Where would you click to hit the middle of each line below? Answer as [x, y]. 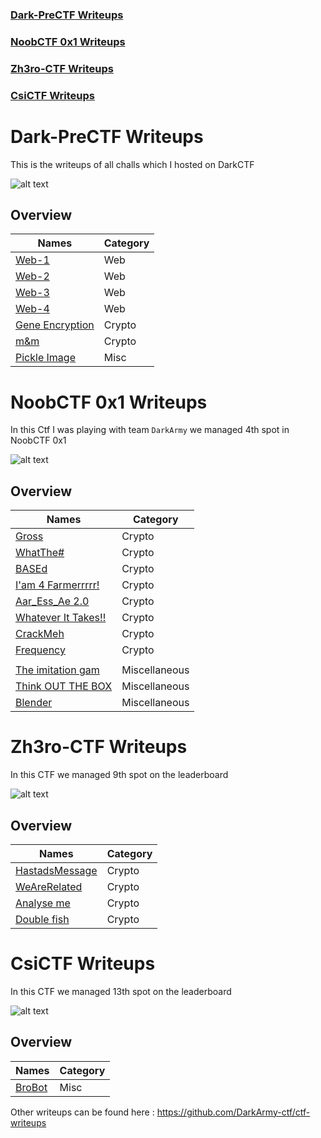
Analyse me [43, 903]
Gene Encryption [55, 325]
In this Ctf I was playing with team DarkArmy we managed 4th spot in [150, 430]
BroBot [31, 1087]
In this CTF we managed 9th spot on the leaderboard [119, 775]
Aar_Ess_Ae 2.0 [52, 601]
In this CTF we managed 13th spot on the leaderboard [121, 991]
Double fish [42, 919]
